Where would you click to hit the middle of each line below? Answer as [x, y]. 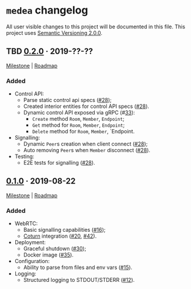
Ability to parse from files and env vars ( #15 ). [78, 267]
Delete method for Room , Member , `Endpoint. [83, 132]
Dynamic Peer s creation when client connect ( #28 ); [86, 144]
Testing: [24, 156]
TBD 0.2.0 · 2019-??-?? [50, 52]
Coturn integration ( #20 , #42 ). [60, 236]
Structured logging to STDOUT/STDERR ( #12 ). [79, 280]
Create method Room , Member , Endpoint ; [78, 119]
